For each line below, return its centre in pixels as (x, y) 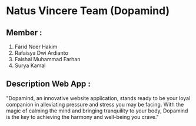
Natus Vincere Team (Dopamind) (88, 11)
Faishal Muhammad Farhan (47, 59)
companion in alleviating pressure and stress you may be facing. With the (95, 104)
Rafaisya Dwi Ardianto (41, 53)
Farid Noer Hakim (36, 47)
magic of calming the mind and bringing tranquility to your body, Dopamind (97, 111)
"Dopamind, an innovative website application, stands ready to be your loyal (98, 98)
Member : (24, 33)
